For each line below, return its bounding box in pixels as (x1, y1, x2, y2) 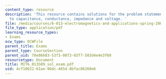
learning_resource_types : (5, 30, 58, 35)
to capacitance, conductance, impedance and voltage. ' (9, 16, 127, 21)
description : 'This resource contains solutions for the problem (5, 12, 142, 17)
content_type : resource (5, 7, 54, 12)
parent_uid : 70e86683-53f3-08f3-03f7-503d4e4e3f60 (5, 53, 112, 58)
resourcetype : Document (5, 57, 54, 62)
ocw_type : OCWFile (5, 39, 43, 44)
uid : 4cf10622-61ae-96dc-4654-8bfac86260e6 (5, 67, 96, 72)
